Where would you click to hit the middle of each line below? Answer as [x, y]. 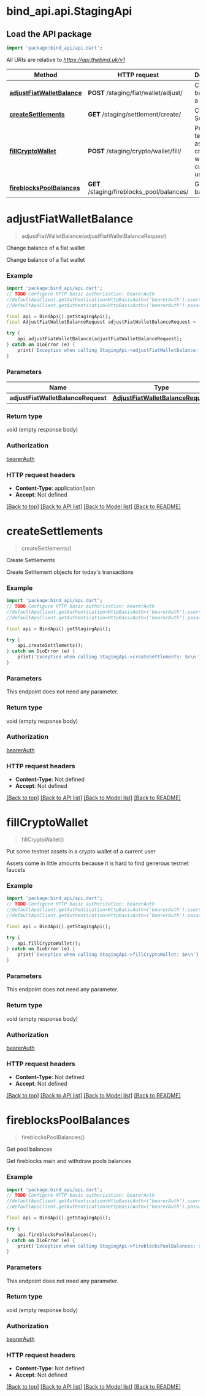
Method [46, 75]
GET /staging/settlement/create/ [135, 114]
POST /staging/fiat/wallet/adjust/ [135, 93]
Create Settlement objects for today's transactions [70, 572]
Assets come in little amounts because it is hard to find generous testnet [97, 863]
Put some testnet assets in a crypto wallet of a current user [81, 852]
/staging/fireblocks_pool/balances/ [138, 191]
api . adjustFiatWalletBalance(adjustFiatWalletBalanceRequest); [100, 339]
